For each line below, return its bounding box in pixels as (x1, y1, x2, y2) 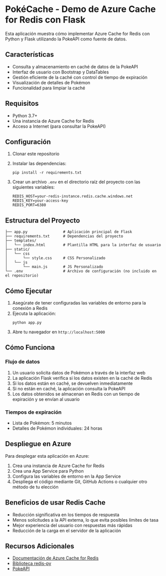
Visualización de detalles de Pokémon (12, 79, 90, 85)
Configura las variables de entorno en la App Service (12, 473, 121, 479)
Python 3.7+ (12, 112, 38, 118)
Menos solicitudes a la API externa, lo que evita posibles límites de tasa (12, 517, 159, 523)
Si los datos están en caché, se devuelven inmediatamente (12, 380, 133, 386)
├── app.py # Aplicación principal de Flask (5, 230, 133, 235)
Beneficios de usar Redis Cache (5, 498, 106, 507)
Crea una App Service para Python (12, 468, 84, 474)
